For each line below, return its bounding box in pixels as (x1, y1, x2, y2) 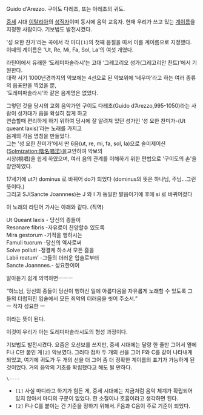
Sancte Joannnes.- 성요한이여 (6, 262, 80, 269)
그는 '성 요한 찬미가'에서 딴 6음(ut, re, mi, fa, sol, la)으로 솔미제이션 (6, 140, 166, 147)
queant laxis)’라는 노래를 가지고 (6, 125, 82, 132)
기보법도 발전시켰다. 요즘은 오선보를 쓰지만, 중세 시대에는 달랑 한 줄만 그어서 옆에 (6, 341, 197, 348)
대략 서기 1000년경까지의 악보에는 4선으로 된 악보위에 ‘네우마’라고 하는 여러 (6, 74, 185, 81)
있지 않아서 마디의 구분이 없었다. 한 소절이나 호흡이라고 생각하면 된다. (15, 395, 179, 402)
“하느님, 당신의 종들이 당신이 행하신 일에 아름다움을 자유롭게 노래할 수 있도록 (6, 287, 187, 295)
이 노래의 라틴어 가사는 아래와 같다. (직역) (6, 203, 104, 211)
